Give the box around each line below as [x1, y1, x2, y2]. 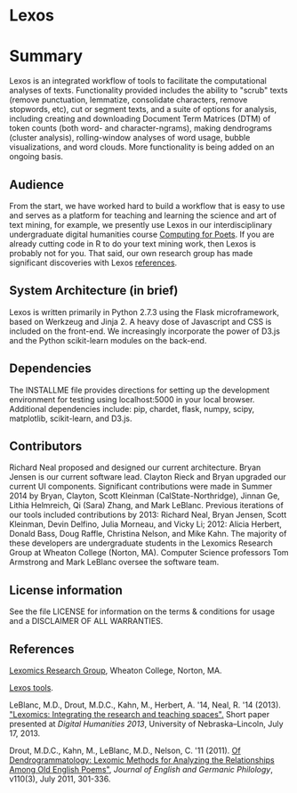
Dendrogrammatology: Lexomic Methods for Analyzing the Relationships [9, 755, 275, 765]
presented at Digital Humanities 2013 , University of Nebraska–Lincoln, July [9, 718, 284, 729]
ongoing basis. [9, 151, 64, 162]
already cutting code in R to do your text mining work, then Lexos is [9, 238, 256, 249]
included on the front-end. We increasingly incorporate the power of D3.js [9, 326, 280, 336]
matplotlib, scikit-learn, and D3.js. [9, 413, 132, 424]
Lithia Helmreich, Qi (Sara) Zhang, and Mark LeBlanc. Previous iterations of [9, 500, 285, 511]
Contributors [9, 438, 83, 454]
